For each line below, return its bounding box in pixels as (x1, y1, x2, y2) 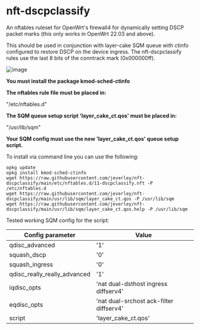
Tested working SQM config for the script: (6, 216, 110, 224)
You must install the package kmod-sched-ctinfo (6, 77, 130, 85)
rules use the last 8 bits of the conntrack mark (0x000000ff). (6, 54, 156, 61)
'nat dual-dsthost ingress (96, 279, 168, 288)
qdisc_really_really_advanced (9, 270, 91, 278)
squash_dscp (9, 250, 46, 259)
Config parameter (24, 231, 76, 239)
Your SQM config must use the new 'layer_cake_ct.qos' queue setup (6, 135, 179, 142)
